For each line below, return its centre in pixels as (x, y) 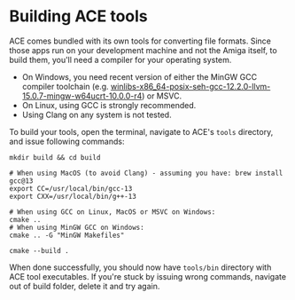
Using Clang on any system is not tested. (97, 114)
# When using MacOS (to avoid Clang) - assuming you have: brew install (146, 173)
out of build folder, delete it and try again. (85, 286)
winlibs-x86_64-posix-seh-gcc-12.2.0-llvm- (190, 86)
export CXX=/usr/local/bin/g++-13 (73, 196)
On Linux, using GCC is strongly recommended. (109, 105)
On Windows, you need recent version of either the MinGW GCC (140, 76)
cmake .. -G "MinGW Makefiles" (67, 235)
